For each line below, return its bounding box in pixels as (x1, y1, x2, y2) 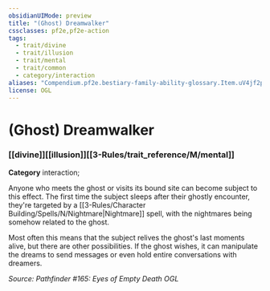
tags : (8, 34, 27, 42)
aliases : (8, 79, 38, 87)
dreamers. (8, 258, 43, 268)
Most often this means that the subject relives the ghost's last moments (8, 232, 245, 242)
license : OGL (8, 86, 52, 95)
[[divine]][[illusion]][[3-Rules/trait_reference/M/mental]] (8, 149, 235, 160)
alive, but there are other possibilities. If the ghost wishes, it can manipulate (8, 241, 259, 251)
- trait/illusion (15, 49, 74, 57)
